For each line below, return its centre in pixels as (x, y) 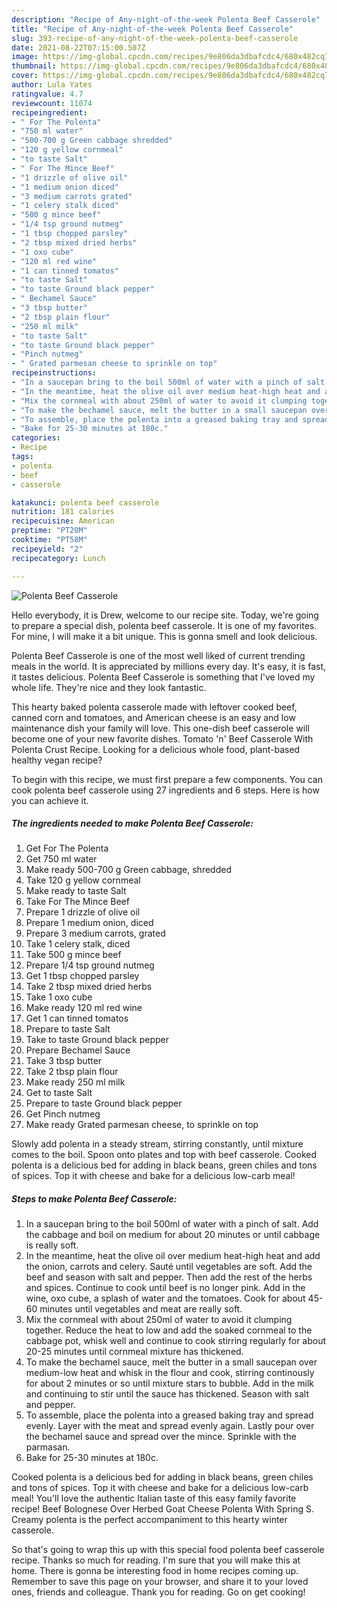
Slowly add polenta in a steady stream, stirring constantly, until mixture (157, 1144)
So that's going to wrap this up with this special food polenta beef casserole (168, 1550)
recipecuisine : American (63, 521)
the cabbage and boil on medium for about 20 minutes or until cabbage (173, 1235)
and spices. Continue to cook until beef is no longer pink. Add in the (165, 1288)
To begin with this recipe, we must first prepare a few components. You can (167, 779)
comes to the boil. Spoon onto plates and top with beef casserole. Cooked (164, 1155)
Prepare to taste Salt (68, 1029)
